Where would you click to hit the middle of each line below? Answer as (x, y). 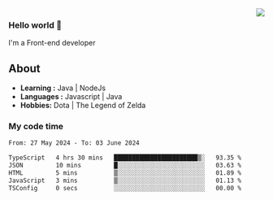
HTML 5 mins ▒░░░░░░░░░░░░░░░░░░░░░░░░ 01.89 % (125, 173)
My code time (36, 127)
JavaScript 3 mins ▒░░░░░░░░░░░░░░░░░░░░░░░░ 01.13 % (125, 180)
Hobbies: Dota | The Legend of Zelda (83, 106)
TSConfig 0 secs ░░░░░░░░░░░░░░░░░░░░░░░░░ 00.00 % (125, 188)
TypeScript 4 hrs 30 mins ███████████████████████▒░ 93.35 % (125, 158)
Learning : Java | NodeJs (63, 88)
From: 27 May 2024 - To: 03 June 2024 (74, 143)
